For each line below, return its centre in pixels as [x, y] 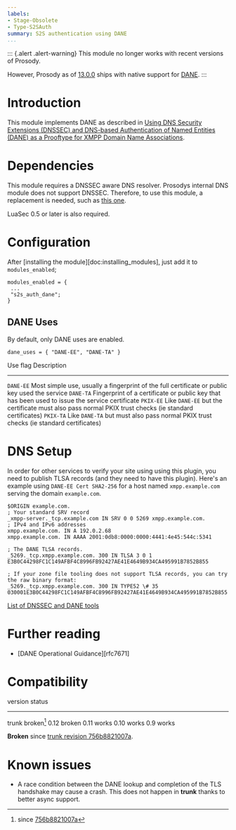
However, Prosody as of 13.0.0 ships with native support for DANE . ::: [107, 75]
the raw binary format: [42, 580]
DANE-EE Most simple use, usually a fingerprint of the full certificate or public [117, 385]
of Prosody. [24, 61]
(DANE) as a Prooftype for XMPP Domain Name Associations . [96, 137]
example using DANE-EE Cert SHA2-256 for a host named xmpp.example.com [114, 486]
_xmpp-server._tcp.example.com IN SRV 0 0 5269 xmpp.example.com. [106, 518]
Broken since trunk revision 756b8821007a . [70, 736]
